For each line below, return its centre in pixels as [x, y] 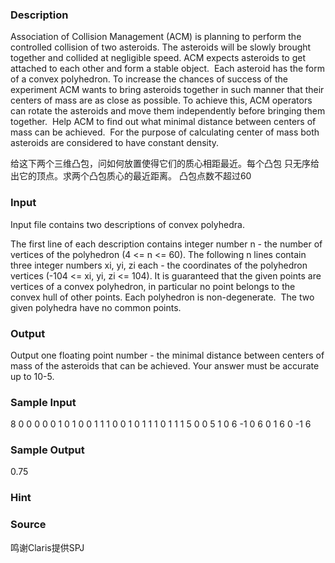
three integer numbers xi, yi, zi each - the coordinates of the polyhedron [159, 265]
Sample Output [47, 450]
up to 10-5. [32, 376]
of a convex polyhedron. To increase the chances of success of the [149, 79]
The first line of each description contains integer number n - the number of [166, 244]
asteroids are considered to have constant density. [115, 143]
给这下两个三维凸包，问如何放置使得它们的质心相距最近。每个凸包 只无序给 [165, 164]
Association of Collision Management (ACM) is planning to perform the [156, 37]
